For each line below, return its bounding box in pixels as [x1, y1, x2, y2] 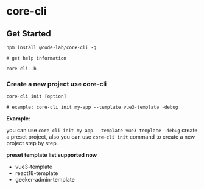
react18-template [15, 170, 58, 177]
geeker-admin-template [15, 176, 75, 184]
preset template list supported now [6, 151, 97, 159]
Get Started [6, 29, 51, 39]
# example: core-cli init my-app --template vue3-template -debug [6, 105, 178, 111]
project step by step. [6, 140, 58, 147]
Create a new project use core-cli [6, 80, 107, 88]
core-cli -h [6, 66, 37, 72]
